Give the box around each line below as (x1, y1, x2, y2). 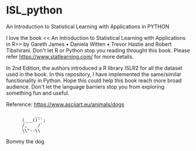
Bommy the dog (6, 137, 45, 145)
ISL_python (6, 4, 63, 17)
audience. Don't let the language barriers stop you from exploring (6, 83, 164, 90)
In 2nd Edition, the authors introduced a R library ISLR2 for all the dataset (6, 64, 183, 71)
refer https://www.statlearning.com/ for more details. (6, 53, 134, 60)
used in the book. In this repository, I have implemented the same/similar (6, 71, 182, 78)
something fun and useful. (6, 89, 70, 96)
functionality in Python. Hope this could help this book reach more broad (6, 77, 182, 84)
